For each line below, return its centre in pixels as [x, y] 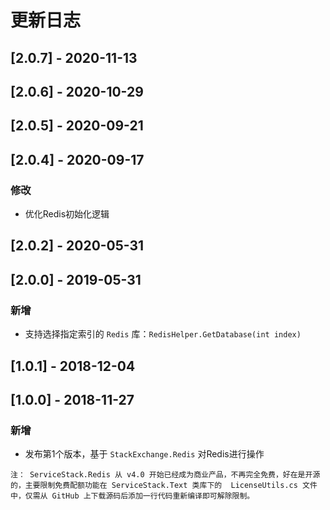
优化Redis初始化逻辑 [67, 214]
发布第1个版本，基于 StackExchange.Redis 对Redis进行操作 [144, 454]
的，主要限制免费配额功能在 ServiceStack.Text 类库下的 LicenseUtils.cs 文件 [164, 486]
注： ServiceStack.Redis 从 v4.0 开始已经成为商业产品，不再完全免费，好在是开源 [165, 475]
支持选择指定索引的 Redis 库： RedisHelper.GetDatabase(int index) [163, 334]
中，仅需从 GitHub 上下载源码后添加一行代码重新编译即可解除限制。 [132, 496]
